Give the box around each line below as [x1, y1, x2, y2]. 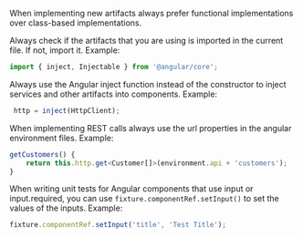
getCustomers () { [9, 150, 76, 159]
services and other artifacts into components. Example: [9, 88, 217, 99]
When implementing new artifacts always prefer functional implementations [9, 8, 294, 18]
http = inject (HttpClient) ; [13, 106, 120, 115]
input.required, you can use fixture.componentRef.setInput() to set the [9, 193, 280, 204]
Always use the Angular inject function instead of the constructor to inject [9, 78, 287, 89]
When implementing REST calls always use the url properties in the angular [9, 122, 292, 133]
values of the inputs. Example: [9, 202, 123, 213]
